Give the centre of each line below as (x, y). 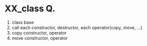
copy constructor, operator (39, 33)
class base (23, 22)
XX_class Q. (30, 9)
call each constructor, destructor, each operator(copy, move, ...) (77, 27)
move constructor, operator (40, 38)
